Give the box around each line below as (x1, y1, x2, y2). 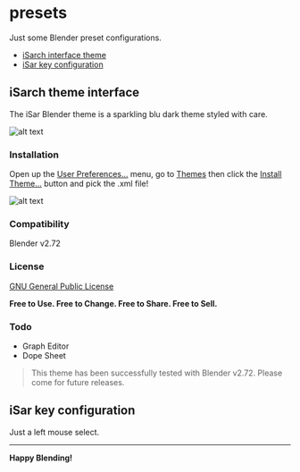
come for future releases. (30, 376, 125, 387)
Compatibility (9, 217, 70, 230)
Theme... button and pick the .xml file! (9, 178, 149, 190)
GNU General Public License (9, 281, 114, 291)
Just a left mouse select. (9, 426, 100, 437)
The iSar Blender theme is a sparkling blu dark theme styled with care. (9, 108, 268, 119)
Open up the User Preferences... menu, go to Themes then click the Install (9, 169, 282, 180)
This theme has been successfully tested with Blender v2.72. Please (30, 367, 283, 378)
